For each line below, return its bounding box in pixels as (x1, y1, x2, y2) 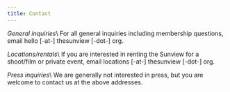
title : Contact (7, 10, 51, 17)
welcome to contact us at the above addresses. (7, 77, 143, 86)
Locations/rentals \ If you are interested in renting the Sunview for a (7, 50, 199, 58)
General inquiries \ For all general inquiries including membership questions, (7, 29, 224, 37)
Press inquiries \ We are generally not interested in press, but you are (7, 71, 204, 79)
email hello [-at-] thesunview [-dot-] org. (7, 36, 124, 45)
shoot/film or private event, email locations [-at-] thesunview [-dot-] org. (7, 57, 215, 66)
